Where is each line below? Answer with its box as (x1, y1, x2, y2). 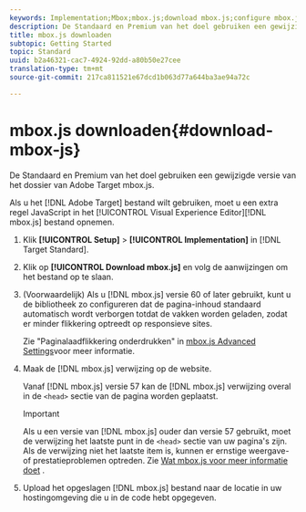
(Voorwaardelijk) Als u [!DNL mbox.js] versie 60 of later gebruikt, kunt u (22, 288, 291, 299)
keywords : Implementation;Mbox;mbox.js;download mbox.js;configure (9, 13, 271, 23)
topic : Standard (9, 47, 71, 57)
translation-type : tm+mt (9, 65, 104, 74)
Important (22, 408, 60, 419)
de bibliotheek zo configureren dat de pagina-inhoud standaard (22, 298, 261, 309)
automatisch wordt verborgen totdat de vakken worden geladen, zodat (22, 308, 289, 319)
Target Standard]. (22, 244, 89, 255)
